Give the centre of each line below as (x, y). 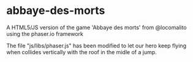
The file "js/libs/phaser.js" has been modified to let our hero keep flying (96, 46)
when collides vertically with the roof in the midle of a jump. (82, 52)
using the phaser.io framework (45, 33)
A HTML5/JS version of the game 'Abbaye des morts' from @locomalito (96, 27)
